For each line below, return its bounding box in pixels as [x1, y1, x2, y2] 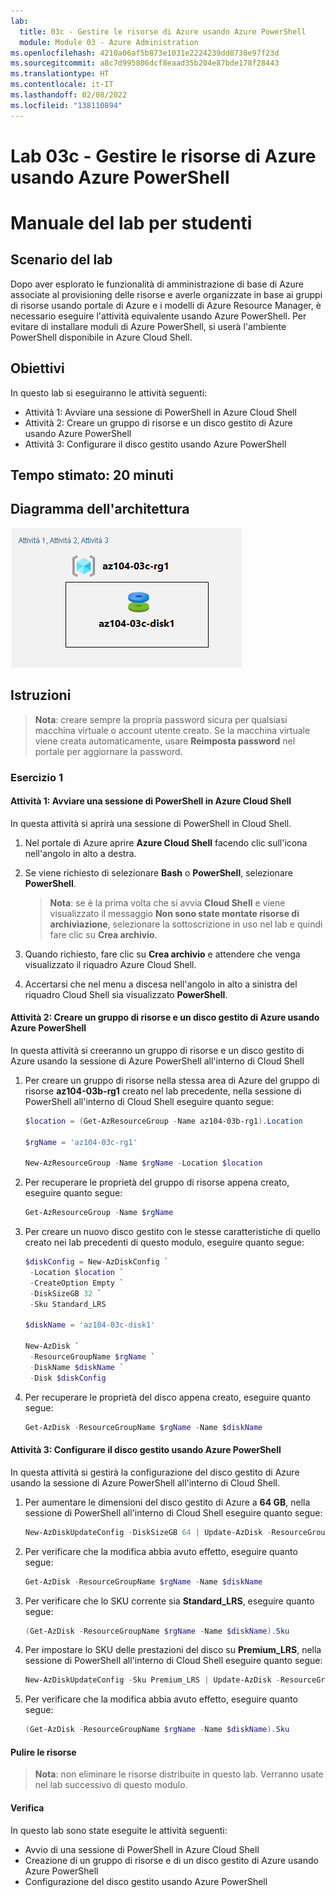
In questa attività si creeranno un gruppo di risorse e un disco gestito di [10, 1044, 305, 1056]
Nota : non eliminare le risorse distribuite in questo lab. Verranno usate [34, 1768, 324, 1780]
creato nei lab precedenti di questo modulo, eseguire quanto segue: [24, 1236, 305, 1249]
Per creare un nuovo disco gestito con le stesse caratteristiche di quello [24, 1226, 321, 1238]
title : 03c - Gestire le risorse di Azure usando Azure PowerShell [19, 26, 307, 37]
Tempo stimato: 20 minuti [10, 467, 174, 484]
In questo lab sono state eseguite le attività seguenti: [10, 1824, 228, 1836]
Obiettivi [10, 360, 65, 377]
